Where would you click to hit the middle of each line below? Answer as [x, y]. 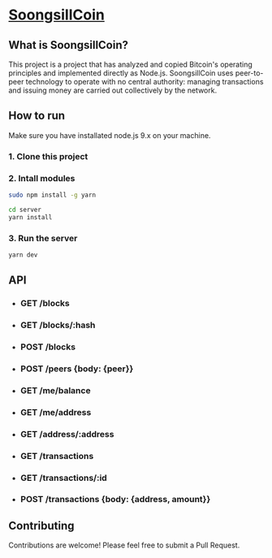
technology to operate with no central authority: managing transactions [145, 82]
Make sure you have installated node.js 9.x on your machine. [110, 135]
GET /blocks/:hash [58, 325]
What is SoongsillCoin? [68, 45]
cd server [25, 210]
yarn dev [23, 255]
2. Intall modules [42, 178]
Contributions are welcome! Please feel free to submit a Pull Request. [124, 545]
